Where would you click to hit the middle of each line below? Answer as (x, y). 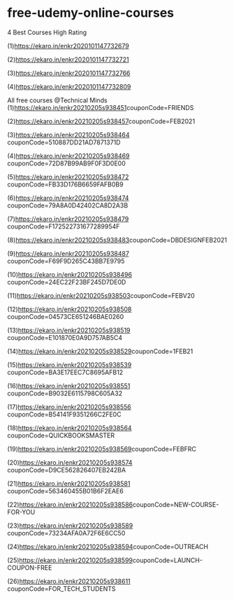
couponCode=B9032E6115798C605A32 (65, 393)
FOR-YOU (21, 512)
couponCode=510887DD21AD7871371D (64, 142)
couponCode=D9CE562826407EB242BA (67, 470)
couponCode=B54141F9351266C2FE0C (64, 414)
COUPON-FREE (30, 567)
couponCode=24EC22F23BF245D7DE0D (67, 282)
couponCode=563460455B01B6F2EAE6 (65, 491)
